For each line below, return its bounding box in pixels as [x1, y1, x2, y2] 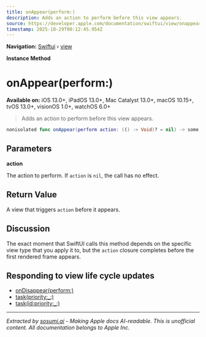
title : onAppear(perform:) [6, 9, 75, 15]
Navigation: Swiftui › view [6, 43, 72, 50]
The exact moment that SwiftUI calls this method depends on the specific [6, 240, 192, 247]
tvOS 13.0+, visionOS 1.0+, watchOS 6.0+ [6, 103, 111, 110]
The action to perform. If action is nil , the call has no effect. [6, 172, 159, 179]
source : [6, 20, 26, 26]
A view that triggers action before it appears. [6, 206, 121, 213]
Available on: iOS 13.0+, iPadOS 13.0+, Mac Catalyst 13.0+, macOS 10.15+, [6, 96, 194, 104]
